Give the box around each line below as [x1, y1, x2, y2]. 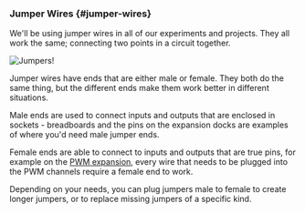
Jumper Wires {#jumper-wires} [9, 7, 152, 20]
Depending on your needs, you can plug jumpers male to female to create [9, 184, 287, 195]
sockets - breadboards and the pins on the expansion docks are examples [9, 119, 289, 130]
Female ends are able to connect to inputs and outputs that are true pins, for [9, 147, 297, 157]
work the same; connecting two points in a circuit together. [9, 37, 231, 48]
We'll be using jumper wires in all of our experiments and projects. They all [9, 28, 290, 39]
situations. [9, 92, 48, 103]
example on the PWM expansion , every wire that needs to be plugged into [9, 157, 289, 167]
